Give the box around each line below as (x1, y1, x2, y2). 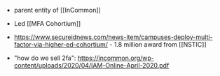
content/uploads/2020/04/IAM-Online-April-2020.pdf (13, 61, 170, 69)
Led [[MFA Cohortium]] (13, 20, 81, 27)
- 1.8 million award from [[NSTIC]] (109, 40, 207, 48)
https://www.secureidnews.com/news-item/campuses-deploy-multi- (13, 33, 213, 41)
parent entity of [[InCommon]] (13, 6, 102, 14)
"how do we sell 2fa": (13, 54, 76, 62)
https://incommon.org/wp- (77, 54, 154, 62)
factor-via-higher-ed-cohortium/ (13, 40, 109, 48)
